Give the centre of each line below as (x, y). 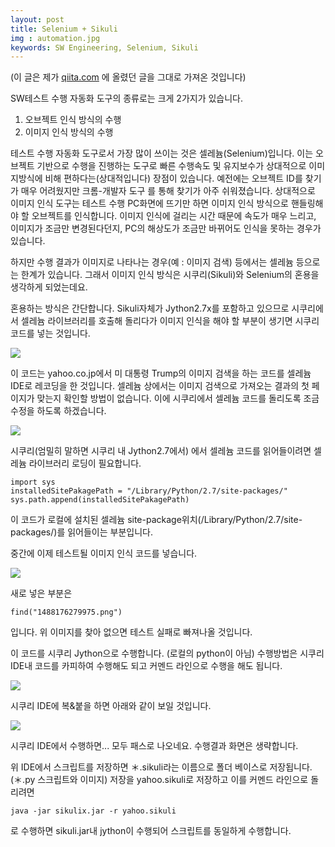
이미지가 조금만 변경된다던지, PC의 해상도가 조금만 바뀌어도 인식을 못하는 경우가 (166, 228)
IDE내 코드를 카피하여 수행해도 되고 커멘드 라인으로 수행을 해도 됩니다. (146, 666)
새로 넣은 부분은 (41, 593)
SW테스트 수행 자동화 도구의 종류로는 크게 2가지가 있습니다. (127, 98)
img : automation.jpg (55, 38)
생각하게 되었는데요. (49, 287)
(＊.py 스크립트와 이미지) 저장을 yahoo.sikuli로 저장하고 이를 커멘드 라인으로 (159, 780)
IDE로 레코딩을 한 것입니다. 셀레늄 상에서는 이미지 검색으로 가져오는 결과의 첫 (160, 386)
